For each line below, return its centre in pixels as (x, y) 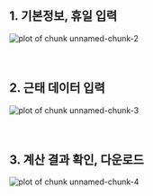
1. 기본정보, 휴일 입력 (63, 16)
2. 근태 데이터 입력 (57, 88)
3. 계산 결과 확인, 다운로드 (76, 160)
